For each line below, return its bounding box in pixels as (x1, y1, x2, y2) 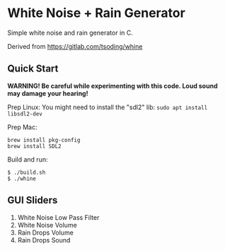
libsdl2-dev (7, 110, 42, 118)
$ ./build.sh (7, 169, 46, 176)
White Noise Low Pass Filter (17, 213, 100, 221)
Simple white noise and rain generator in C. (7, 28, 133, 37)
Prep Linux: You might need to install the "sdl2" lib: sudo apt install (7, 103, 208, 111)
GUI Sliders (7, 194, 58, 206)
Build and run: (7, 155, 48, 164)
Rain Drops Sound (17, 235, 71, 244)
